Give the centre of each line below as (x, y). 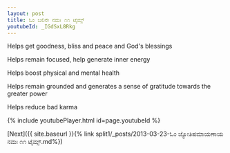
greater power (27, 93)
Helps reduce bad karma (42, 107)
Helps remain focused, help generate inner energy (79, 60)
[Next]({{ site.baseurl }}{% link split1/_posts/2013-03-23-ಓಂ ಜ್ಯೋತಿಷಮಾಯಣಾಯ (115, 134)
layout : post (26, 13)
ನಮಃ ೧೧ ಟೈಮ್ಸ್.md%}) (35, 142)
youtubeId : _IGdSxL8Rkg (41, 26)
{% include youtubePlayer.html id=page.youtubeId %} (84, 120)
